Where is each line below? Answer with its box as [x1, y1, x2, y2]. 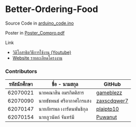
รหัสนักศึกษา [8, 81, 33, 88]
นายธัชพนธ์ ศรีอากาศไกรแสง [38, 97, 91, 104]
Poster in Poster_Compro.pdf [5, 30, 65, 36]
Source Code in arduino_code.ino [5, 20, 74, 26]
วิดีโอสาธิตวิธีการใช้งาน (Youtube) [12, 49, 71, 55]
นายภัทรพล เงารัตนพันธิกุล [38, 105, 88, 112]
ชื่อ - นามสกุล [51, 81, 78, 88]
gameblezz [96, 89, 122, 96]
